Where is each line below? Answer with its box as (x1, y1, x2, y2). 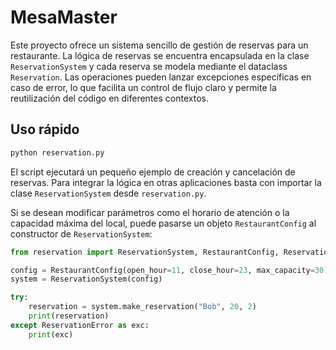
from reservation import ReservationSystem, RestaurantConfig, (10, 247, 280, 257)
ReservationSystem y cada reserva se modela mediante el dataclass (10, 60, 288, 72)
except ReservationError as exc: (10, 320, 150, 330)
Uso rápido (10, 121, 80, 138)
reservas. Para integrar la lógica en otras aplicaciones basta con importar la (10, 176, 322, 188)
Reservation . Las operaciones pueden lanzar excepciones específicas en (10, 71, 312, 83)
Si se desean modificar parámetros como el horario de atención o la (10, 206, 290, 218)
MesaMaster (10, 6, 118, 29)
